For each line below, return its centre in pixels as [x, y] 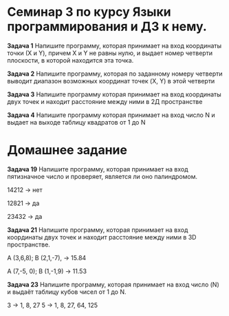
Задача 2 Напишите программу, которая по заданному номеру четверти [115, 74]
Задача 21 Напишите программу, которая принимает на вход [98, 230]
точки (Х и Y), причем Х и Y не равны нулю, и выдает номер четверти [110, 53]
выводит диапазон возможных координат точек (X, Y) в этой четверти [111, 81]
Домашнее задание [67, 150]
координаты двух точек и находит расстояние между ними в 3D [102, 237]
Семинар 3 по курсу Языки [89, 12]
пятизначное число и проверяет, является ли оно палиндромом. [102, 176]
